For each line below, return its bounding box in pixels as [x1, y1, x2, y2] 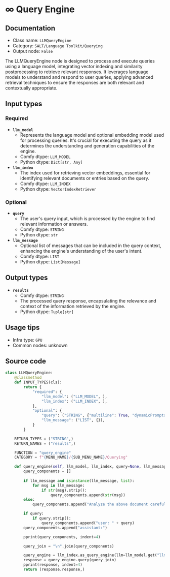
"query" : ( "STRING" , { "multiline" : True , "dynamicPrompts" [41, 413, 168, 418]
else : [23, 497, 35, 502]
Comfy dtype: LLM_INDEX [20, 180, 71, 187]
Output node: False [12, 48, 53, 54]
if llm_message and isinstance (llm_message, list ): [23, 478, 135, 483]
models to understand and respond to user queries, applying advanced [5, 74, 153, 80]
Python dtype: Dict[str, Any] [20, 159, 83, 165]
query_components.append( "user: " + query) [41, 520, 135, 526]
